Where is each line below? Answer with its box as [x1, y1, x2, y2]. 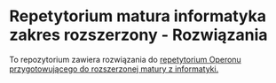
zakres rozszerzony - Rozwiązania [9, 25, 268, 45]
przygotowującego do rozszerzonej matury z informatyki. [9, 64, 219, 74]
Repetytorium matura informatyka [9, 6, 266, 26]
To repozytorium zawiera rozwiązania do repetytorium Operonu [9, 54, 241, 64]
